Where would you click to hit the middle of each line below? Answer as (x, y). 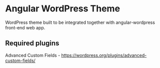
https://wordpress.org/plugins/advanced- (104, 55)
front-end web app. (25, 27)
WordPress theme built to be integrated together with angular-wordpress (80, 22)
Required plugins (32, 43)
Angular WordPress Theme (63, 9)
